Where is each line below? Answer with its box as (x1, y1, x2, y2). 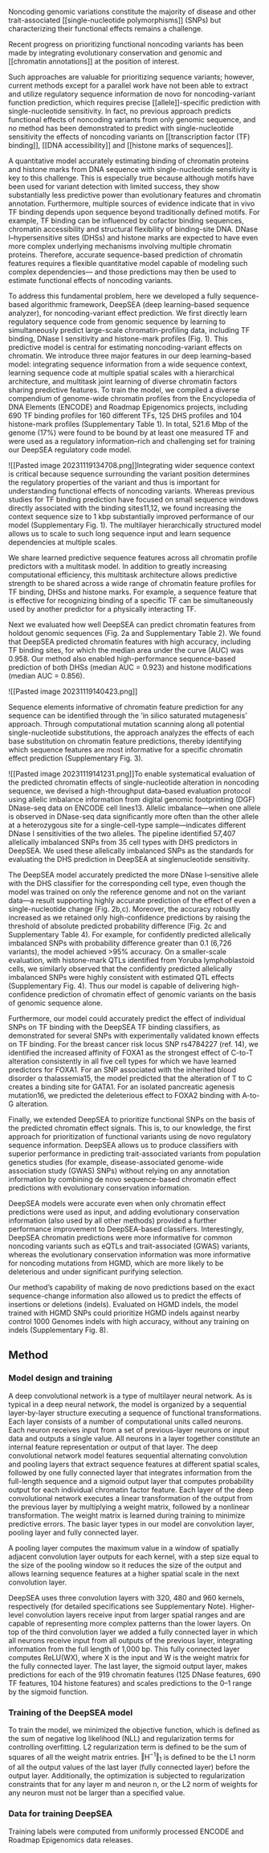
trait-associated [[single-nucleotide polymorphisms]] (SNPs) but (8, 15, 222, 25)
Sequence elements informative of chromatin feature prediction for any (8, 703, 243, 711)
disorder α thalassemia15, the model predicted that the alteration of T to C (8, 1073, 253, 1083)
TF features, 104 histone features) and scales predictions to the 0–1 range (8, 1678, 252, 1687)
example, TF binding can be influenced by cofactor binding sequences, (8, 216, 245, 225)
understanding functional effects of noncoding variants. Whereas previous (8, 486, 255, 495)
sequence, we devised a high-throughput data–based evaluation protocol (8, 786, 251, 795)
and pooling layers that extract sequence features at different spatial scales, (8, 1459, 260, 1469)
